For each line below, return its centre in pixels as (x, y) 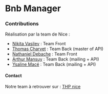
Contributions (22, 24)
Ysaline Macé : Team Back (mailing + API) (54, 64)
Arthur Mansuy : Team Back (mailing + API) (55, 59)
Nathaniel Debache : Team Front (44, 54)
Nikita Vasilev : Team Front (39, 44)
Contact (13, 75)
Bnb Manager (33, 9)
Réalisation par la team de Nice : (38, 34)
